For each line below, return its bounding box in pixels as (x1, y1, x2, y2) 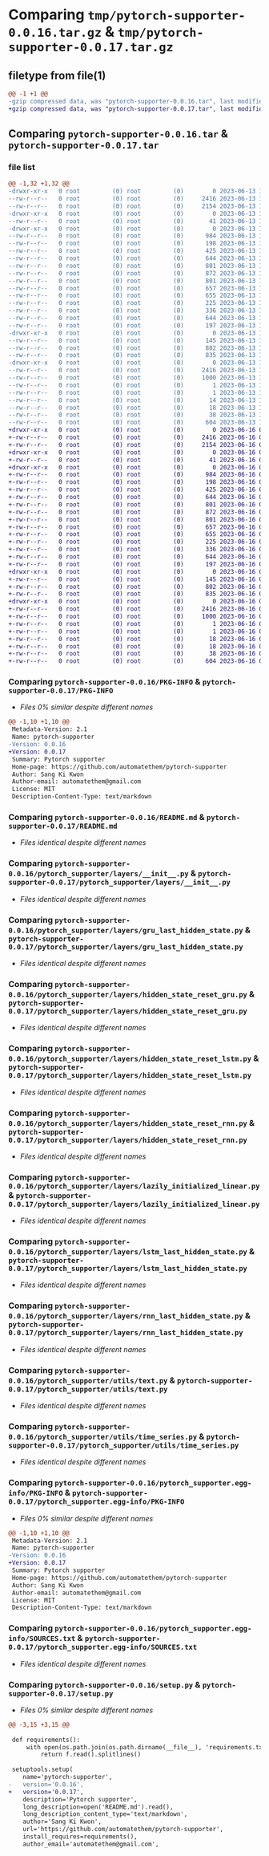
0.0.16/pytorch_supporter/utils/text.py (8, 1376, 168, 1385)
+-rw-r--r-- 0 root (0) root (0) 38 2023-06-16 (8, 650, 256, 658)
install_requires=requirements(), (22, 1833, 138, 1841)
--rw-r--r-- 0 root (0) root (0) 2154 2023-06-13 (8, 202, 256, 210)
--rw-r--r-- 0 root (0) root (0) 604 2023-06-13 (8, 419, 256, 427)
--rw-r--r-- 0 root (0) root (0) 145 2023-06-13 (8, 336, 256, 344)
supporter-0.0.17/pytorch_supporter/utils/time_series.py (8, 1441, 239, 1450)
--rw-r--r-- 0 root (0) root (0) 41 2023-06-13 (8, 217, 256, 225)
